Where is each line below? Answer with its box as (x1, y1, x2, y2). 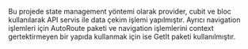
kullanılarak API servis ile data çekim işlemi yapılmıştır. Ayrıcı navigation (8, 15, 241, 24)
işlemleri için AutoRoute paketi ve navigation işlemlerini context (8, 24, 214, 32)
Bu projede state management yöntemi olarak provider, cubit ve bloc (8, 7, 232, 16)
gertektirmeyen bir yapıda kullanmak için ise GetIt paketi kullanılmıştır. (8, 32, 236, 41)
